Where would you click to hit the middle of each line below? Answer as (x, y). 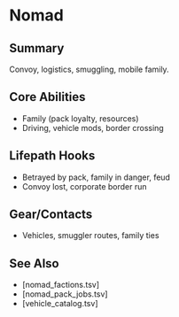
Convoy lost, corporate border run (85, 186)
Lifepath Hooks (52, 156)
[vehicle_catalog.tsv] (60, 304)
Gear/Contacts (51, 215)
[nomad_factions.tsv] (61, 285)
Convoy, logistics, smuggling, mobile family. (89, 69)
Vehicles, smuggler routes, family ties (90, 236)
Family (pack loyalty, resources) (80, 118)
